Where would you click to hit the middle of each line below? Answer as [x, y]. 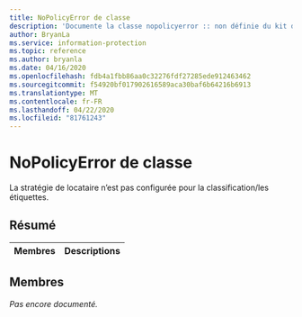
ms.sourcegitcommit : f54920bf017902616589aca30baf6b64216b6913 [130, 85]
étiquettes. [29, 197]
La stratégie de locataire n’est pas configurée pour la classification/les [139, 188]
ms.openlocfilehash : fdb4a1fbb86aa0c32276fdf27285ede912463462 [130, 77]
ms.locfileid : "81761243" [58, 118]
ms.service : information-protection [78, 43]
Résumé [33, 226]
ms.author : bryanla [46, 59]
